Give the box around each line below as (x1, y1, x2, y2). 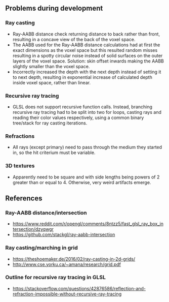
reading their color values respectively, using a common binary (12, 114, 144, 120)
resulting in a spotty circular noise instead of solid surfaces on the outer (12, 52, 163, 58)
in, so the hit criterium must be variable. (12, 149, 96, 156)
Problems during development (5, 4, 103, 13)
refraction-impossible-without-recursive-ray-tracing (12, 291, 122, 297)
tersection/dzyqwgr (12, 226, 54, 232)
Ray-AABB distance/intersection (5, 209, 87, 216)
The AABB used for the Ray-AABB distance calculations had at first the (12, 42, 160, 48)
